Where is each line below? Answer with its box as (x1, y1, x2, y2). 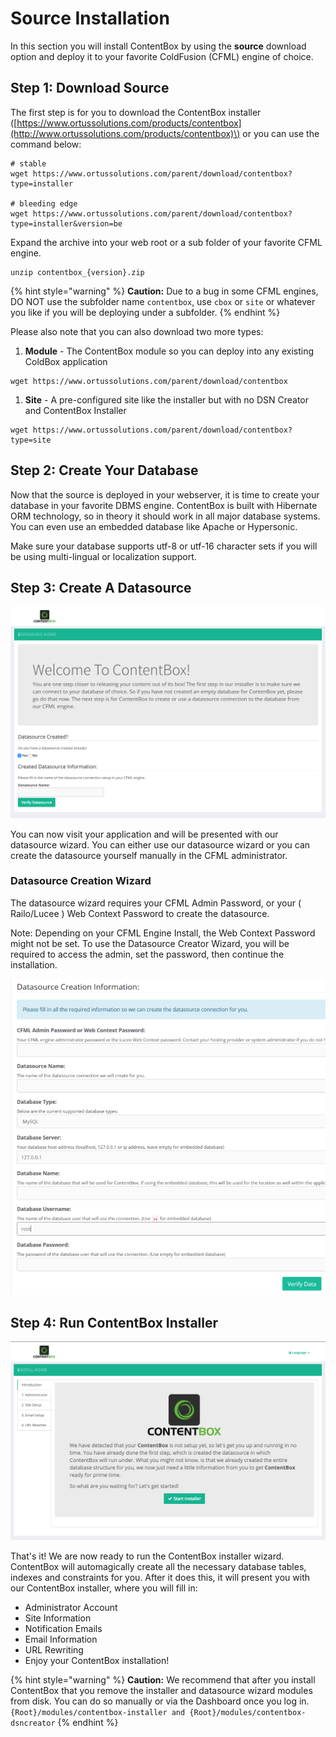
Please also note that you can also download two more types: (10, 325, 264, 337)
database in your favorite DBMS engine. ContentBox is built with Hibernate (10, 499, 318, 511)
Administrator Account (24, 1601, 118, 1613)
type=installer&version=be (10, 218, 123, 229)
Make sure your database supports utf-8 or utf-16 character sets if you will (10, 540, 318, 552)
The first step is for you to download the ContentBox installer (10, 106, 262, 118)
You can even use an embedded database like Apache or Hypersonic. (10, 520, 298, 532)
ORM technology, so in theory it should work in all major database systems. (10, 510, 321, 522)
